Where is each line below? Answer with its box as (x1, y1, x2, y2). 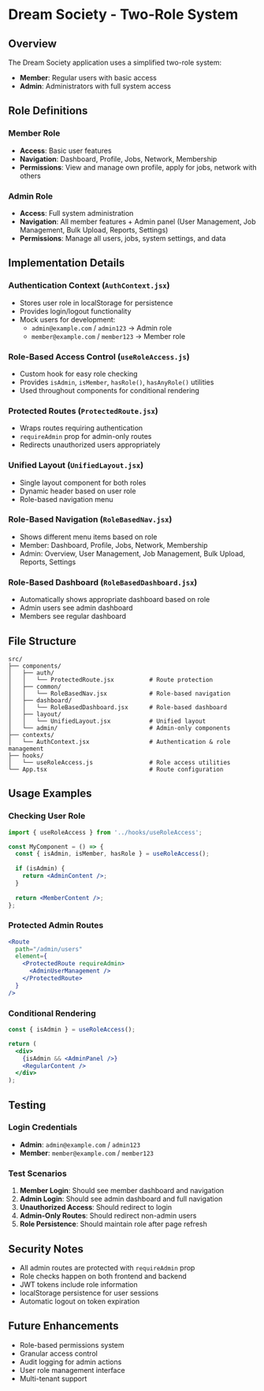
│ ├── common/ (8, 682, 61, 690)
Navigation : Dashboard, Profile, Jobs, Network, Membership (19, 154, 218, 163)
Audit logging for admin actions (19, 1357, 122, 1367)
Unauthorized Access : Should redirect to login (19, 1203, 172, 1212)
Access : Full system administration (19, 208, 134, 218)
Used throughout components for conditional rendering (19, 385, 199, 395)
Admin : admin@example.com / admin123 (19, 1140, 140, 1149)
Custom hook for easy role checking (19, 369, 138, 378)
